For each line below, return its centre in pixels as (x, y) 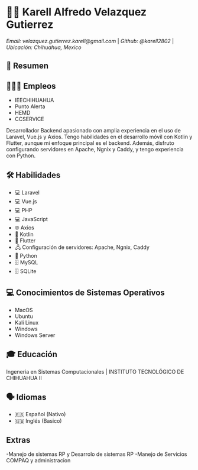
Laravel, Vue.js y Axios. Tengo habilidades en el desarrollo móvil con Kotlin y (99, 137)
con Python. (21, 155)
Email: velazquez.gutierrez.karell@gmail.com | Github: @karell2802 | (90, 41)
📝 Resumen (27, 66)
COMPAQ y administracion (38, 461)
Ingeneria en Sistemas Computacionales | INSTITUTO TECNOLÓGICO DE (95, 371)
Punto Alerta (30, 106)
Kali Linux (27, 322)
